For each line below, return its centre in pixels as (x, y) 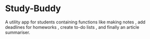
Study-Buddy (33, 9)
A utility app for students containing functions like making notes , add (75, 22)
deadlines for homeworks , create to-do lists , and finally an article (72, 27)
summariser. (18, 32)
